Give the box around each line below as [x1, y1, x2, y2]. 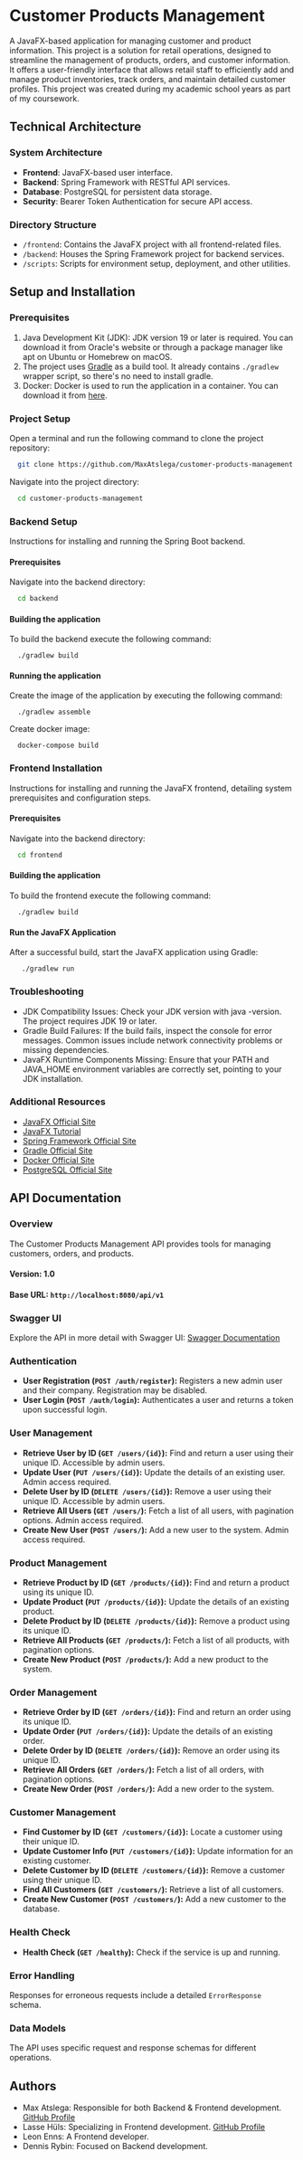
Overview [9, 1217, 53, 1230]
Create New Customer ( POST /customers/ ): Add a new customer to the [22, 1894, 287, 1905]
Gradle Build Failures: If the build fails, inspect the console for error [22, 1025, 273, 1036]
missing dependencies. [22, 1044, 110, 1055]
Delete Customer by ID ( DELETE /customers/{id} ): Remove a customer [22, 1865, 286, 1876]
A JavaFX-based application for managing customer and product [9, 35, 251, 46]
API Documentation [9, 1190, 122, 1206]
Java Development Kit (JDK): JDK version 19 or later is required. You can [22, 332, 294, 343]
